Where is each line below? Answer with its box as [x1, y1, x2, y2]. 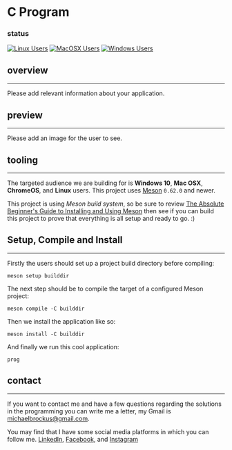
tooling [7, 154, 38, 166]
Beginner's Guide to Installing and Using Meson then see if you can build [7, 206, 214, 215]
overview [7, 64, 48, 76]
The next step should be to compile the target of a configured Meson [7, 284, 204, 293]
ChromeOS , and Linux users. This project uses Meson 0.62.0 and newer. [7, 186, 215, 194]
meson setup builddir [7, 272, 70, 280]
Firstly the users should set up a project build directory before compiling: [7, 259, 215, 267]
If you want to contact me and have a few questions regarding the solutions [7, 400, 222, 408]
